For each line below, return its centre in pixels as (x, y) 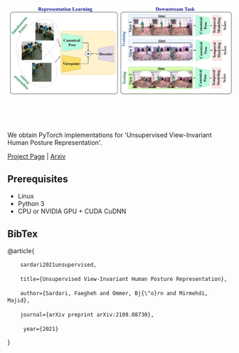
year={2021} (41, 329)
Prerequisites (38, 179)
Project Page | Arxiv (37, 157)
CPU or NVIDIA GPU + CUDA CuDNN (72, 211)
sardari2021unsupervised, (59, 265)
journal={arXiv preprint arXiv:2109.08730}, (87, 314)
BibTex (22, 234)
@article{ (21, 250)
